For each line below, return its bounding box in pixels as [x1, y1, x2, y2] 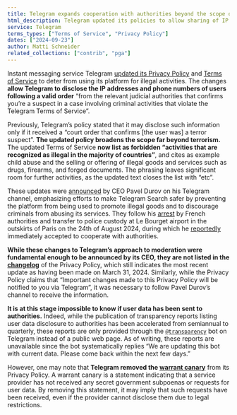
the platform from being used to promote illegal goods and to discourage [7, 201, 219, 210]
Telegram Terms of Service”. [7, 107, 90, 115]
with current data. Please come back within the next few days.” [7, 349, 191, 358]
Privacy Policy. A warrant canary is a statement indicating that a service [7, 370, 216, 379]
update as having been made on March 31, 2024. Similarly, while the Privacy [7, 268, 229, 276]
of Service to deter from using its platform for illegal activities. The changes [7, 76, 227, 85]
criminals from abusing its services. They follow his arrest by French [7, 209, 206, 218]
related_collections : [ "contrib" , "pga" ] [7, 50, 131, 57]
